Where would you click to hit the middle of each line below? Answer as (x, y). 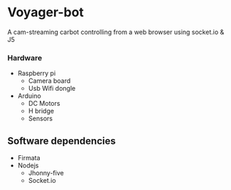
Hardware (25, 57)
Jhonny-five (46, 173)
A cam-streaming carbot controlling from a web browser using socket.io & (116, 32)
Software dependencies (61, 141)
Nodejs (28, 166)
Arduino (29, 96)
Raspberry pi (37, 73)
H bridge (41, 111)
